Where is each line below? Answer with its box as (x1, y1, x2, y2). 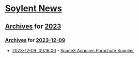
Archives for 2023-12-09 (5, 37, 65, 43)
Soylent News (5, 3, 62, 14)
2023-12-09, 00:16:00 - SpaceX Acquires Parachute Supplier (12, 47, 134, 53)
